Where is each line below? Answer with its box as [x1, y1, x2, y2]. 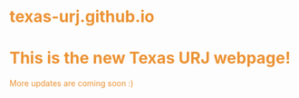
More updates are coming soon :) [9, 78, 134, 89]
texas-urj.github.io [9, 6, 155, 27]
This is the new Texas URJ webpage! [9, 48, 292, 69]
